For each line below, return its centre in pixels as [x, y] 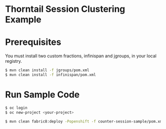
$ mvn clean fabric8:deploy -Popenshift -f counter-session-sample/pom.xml [85, 121]
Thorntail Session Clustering [65, 9]
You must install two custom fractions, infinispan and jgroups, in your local [81, 56]
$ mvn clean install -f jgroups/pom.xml [47, 70]
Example [23, 20]
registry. [14, 61]
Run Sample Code [42, 95]
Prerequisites [33, 42]
